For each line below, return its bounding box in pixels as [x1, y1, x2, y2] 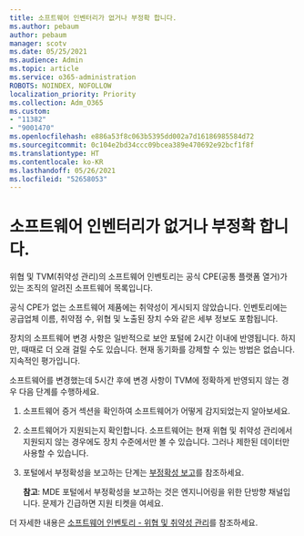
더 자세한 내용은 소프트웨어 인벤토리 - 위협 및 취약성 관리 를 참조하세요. [9, 517, 258, 529]
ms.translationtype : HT [9, 149, 100, 158]
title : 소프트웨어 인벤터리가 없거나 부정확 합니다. [9, 13, 177, 23]
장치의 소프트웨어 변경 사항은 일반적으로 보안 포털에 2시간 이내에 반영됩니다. [9, 333, 279, 344]
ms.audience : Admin [9, 56, 84, 65]
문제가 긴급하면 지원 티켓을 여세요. [42, 498, 164, 509]
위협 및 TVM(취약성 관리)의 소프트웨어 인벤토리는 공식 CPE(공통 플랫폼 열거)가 [9, 271, 289, 283]
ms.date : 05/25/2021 [9, 47, 88, 57]
